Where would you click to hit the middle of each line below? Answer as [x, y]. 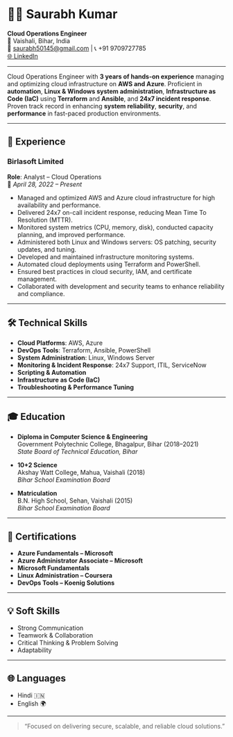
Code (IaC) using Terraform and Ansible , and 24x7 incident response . [109, 98]
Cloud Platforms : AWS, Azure [60, 343]
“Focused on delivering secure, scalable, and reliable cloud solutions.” [124, 726]
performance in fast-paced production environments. [84, 113]
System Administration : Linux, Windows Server [86, 358]
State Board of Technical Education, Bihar [77, 452]
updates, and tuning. [47, 249]
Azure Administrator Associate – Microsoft [80, 561]
